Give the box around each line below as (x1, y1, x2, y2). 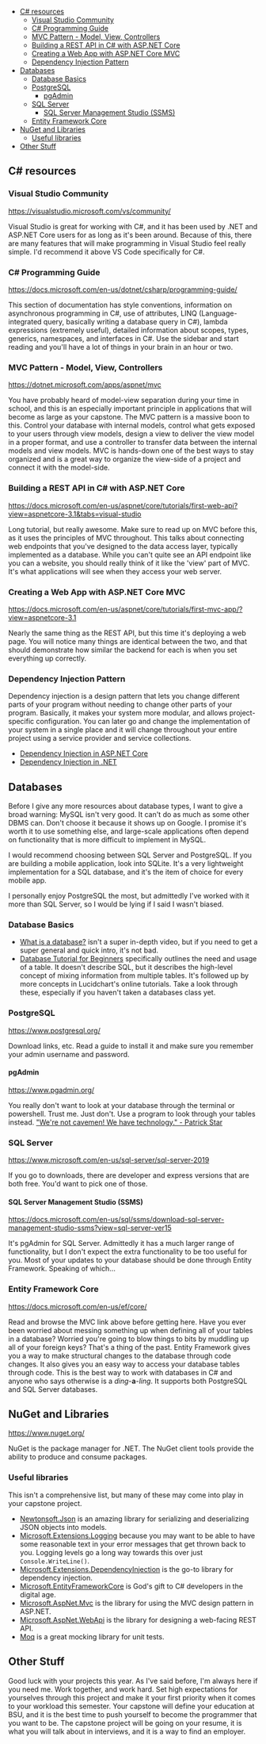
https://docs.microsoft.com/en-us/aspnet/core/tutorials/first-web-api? (8, 500, 238, 510)
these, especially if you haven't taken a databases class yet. (19, 987, 216, 998)
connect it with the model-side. (8, 463, 110, 473)
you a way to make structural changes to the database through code (8, 1351, 231, 1360)
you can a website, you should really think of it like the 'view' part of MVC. (8, 558, 250, 568)
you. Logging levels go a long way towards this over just (19, 1547, 203, 1557)
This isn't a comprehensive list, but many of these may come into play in (8, 1490, 244, 1500)
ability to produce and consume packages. (8, 1452, 148, 1462)
